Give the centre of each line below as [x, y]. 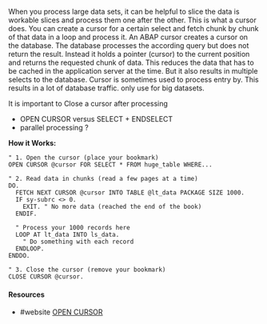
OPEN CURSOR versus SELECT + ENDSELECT [96, 119]
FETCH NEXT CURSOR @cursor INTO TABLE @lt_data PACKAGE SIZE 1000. [130, 193]
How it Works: [32, 143]
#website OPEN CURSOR [61, 312]
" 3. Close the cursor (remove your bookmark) [87, 270]
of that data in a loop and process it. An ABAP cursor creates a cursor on [128, 37]
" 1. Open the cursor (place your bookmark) [84, 158]
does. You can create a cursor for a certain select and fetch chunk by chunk [133, 28]
